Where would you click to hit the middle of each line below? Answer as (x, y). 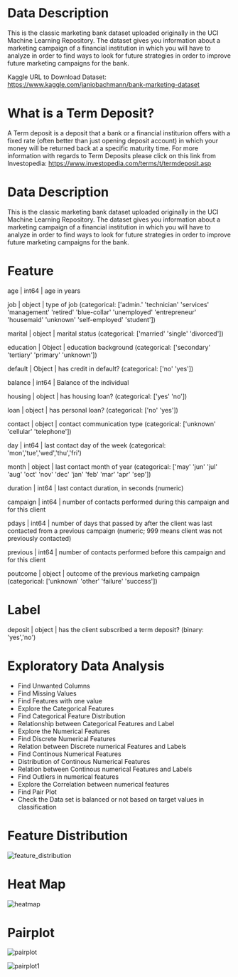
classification (37, 807)
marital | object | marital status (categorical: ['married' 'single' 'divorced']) (115, 334)
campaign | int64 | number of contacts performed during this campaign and (118, 502)
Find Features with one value (60, 701)
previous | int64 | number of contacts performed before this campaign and (117, 552)
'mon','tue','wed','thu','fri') (44, 453)
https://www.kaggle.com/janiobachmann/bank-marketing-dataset (104, 84)
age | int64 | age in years (44, 291)
